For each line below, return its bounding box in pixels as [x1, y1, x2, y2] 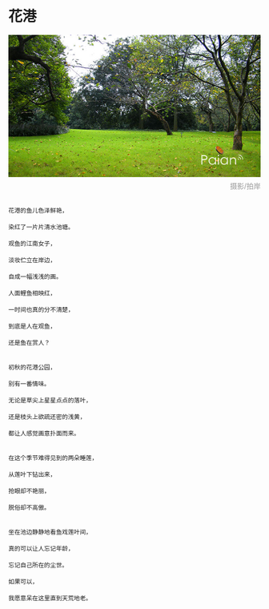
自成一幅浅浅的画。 [8, 272, 62, 280]
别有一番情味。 [8, 380, 50, 388]
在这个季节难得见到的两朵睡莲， [8, 454, 98, 462]
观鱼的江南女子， [8, 240, 57, 248]
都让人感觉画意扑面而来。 [8, 430, 80, 438]
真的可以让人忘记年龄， [8, 544, 74, 553]
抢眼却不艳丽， [8, 486, 50, 495]
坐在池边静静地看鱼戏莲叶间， [8, 528, 92, 536]
